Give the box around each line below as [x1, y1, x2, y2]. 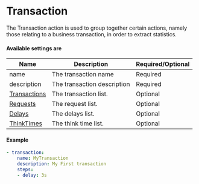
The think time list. [52, 119, 104, 128]
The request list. [52, 100, 98, 108]
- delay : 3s [17, 172, 47, 178]
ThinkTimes [9, 119, 42, 128]
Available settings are [6, 44, 62, 52]
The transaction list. [52, 90, 108, 98]
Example [6, 136, 29, 143]
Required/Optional [135, 60, 190, 68]
